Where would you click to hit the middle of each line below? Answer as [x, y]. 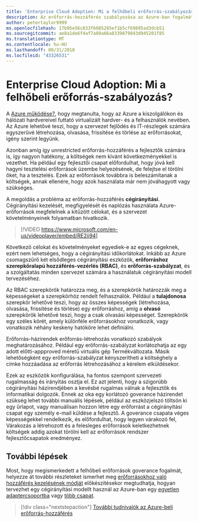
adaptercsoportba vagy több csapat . [51, 495]
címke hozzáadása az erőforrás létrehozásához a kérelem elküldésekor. [93, 364]
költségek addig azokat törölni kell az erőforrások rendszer [77, 432]
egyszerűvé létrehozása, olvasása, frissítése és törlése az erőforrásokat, [94, 132]
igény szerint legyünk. [33, 139]
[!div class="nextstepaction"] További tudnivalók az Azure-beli [97, 507]
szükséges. [20, 188]
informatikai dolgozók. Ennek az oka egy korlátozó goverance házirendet [95, 394]
